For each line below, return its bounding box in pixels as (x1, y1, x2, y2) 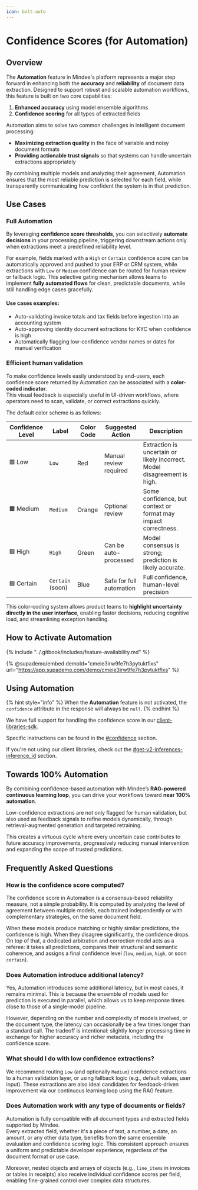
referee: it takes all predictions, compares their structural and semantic (6, 943, 178, 950)
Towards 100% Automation (6, 769, 108, 779)
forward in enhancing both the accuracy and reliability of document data (6, 79, 184, 86)
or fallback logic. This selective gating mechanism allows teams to (6, 274, 167, 281)
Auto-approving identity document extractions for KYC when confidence (14, 325, 192, 332)
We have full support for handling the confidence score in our (6, 717, 156, 724)
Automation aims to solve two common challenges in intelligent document (6, 121, 186, 128)
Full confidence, (143, 573, 187, 581)
